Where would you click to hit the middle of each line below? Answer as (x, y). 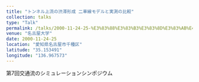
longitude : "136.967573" (37, 55)
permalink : (20, 28)
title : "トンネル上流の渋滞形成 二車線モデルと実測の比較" (70, 12)
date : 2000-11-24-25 (32, 39)
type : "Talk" (22, 22)
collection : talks (29, 17)
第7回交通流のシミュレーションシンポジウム (60, 73)
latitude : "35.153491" (34, 50)
